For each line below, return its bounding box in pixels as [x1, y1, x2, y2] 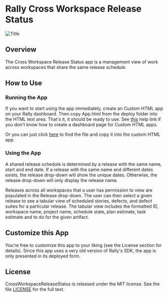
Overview [5, 45, 37, 54]
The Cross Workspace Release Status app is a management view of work [5, 59, 158, 65]
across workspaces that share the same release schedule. [5, 64, 127, 70]
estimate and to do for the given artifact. [5, 214, 90, 220]
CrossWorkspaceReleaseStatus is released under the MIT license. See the [5, 281, 160, 287]
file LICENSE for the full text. [5, 286, 65, 292]
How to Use [5, 79, 43, 88]
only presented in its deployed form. [5, 253, 81, 259]
